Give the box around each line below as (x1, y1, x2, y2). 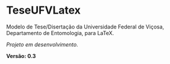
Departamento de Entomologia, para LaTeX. (6, 29, 114, 36)
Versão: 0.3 (6, 52, 36, 59)
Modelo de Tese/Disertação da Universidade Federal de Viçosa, (6, 23, 165, 30)
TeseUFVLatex (6, 4, 81, 17)
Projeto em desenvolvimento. (6, 41, 79, 48)
